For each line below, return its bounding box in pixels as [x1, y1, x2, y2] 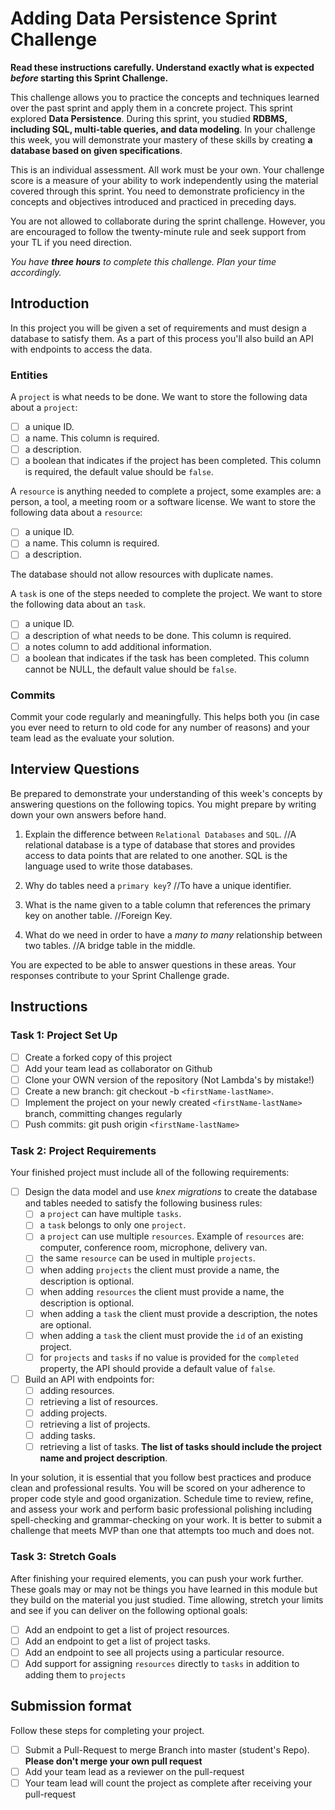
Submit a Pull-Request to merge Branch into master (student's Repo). [24, 1743, 310, 1756]
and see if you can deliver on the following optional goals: [10, 1604, 248, 1616]
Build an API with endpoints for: [24, 1373, 155, 1385]
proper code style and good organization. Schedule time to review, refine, [10, 1493, 314, 1505]
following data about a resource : [10, 507, 143, 519]
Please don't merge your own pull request [24, 1755, 203, 1767]
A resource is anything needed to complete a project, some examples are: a [10, 485, 322, 497]
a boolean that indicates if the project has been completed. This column [24, 455, 322, 467]
